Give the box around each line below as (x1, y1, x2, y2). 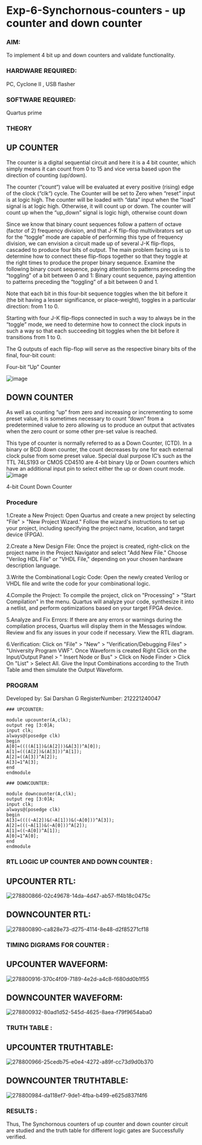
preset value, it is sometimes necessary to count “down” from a (6, 415, 164, 422)
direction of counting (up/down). (6, 171, 87, 178)
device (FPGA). (6, 531, 44, 538)
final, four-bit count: (6, 351, 56, 359)
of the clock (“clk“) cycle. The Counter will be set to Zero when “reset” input (6, 189, 195, 196)
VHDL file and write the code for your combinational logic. (6, 580, 151, 587)
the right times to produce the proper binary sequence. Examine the (6, 259, 175, 266)
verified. (6, 1134, 27, 1141)
